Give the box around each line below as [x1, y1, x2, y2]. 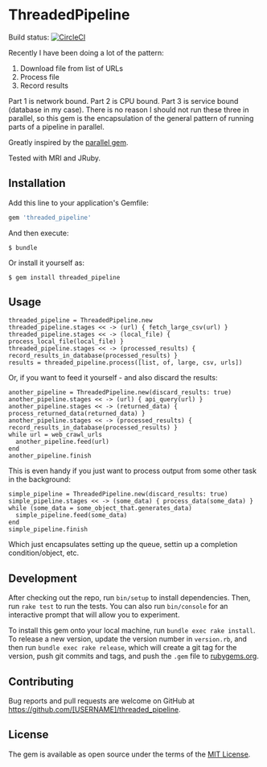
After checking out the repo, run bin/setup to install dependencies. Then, [8, 593, 251, 603]
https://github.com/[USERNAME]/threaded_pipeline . [8, 705, 181, 715]
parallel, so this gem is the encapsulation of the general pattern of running [8, 113, 254, 122]
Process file [19, 72, 60, 81]
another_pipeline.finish [8, 452, 92, 460]
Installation [8, 176, 66, 190]
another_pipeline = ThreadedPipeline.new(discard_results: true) [8, 388, 232, 396]
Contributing [8, 674, 74, 688]
